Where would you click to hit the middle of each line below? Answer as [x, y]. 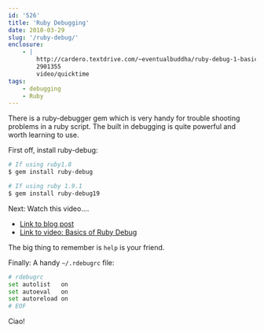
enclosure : [26, 45]
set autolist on [38, 284]
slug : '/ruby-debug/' [44, 37]
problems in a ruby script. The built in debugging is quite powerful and [122, 127]
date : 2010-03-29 [37, 30]
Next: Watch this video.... [49, 208]
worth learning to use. [44, 135]
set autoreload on [38, 299]
